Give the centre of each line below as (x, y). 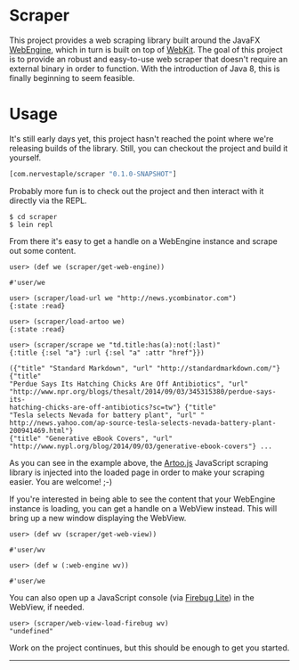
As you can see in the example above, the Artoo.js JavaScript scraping (139, 462)
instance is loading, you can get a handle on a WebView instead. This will (143, 508)
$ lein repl (31, 225)
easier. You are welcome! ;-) (61, 481)
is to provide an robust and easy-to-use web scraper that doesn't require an (149, 59)
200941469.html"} (41, 430)
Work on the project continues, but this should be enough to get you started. (149, 648)
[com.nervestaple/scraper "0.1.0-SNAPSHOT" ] (93, 174)
